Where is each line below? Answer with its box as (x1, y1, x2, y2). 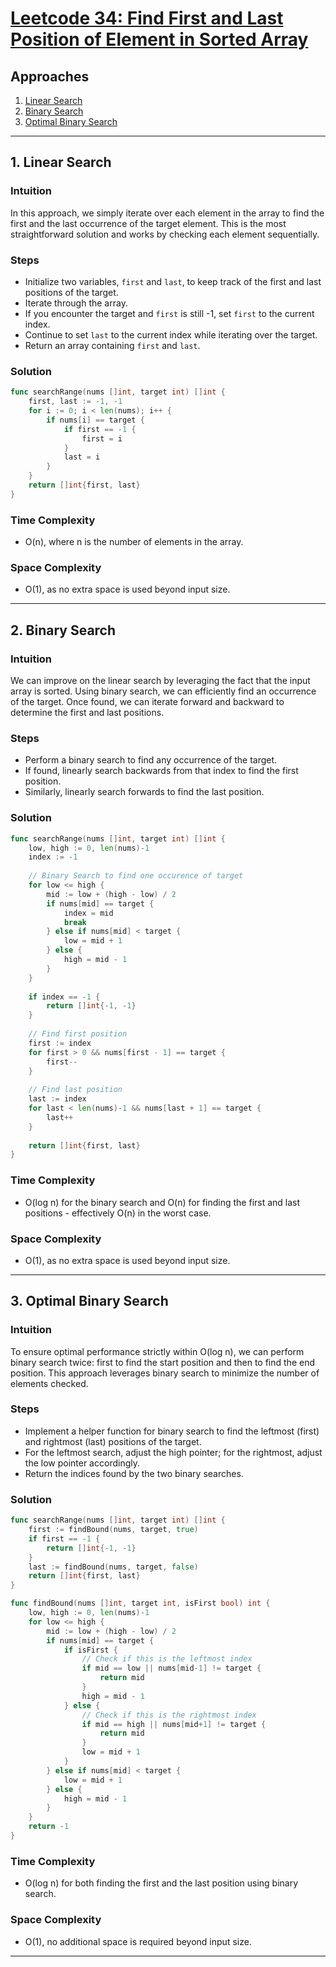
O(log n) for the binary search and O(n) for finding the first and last (24, 1196, 301, 1208)
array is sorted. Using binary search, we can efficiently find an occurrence (10, 685, 317, 697)
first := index (28, 1038, 92, 1048)
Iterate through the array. (24, 297, 128, 309)
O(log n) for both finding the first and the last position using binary (24, 1877, 299, 1889)
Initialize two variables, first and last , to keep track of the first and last (24, 275, 322, 287)
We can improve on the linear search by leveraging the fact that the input (10, 675, 311, 687)
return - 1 (28, 1822, 70, 1832)
